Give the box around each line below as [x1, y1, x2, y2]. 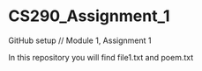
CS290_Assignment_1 [8, 6, 170, 26]
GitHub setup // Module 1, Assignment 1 [8, 35, 152, 46]
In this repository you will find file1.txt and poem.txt [8, 52, 194, 62]
